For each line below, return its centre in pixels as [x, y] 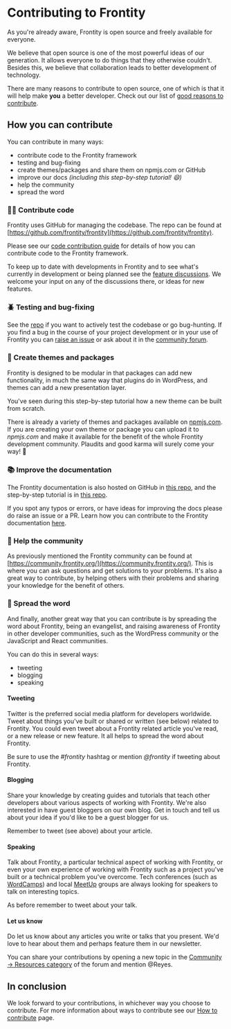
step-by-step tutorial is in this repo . [57, 495]
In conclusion [37, 986]
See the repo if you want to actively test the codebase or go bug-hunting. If [115, 325]
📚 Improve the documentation [59, 470]
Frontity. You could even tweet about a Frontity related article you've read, [113, 728]
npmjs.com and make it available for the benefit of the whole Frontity [105, 436]
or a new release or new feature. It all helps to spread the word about [105, 735]
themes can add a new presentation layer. [67, 387]
